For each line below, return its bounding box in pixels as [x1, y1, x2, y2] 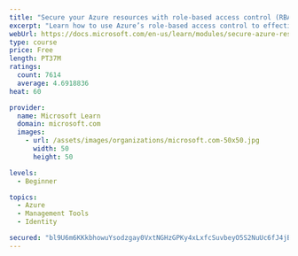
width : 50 [32, 144, 69, 153]
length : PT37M [9, 54, 62, 63]
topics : [9, 192, 38, 202]
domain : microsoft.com [17, 120, 101, 128]
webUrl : [9, 29, 38, 38]
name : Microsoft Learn [17, 112, 101, 120]
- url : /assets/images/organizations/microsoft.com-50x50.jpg [25, 136, 260, 145]
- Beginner [17, 176, 58, 186]
